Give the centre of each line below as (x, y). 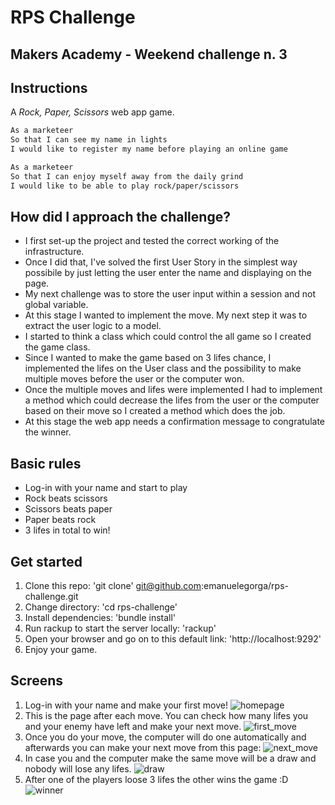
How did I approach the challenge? (120, 217)
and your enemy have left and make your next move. (133, 726)
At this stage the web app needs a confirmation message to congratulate (174, 422)
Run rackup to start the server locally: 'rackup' (120, 628)
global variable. (56, 305)
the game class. (57, 347)
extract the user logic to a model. (93, 326)
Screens (36, 681)
